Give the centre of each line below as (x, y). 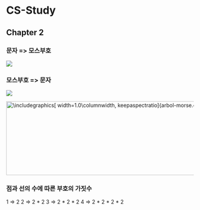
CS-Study (31, 10)
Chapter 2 (25, 33)
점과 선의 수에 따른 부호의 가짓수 (49, 189)
